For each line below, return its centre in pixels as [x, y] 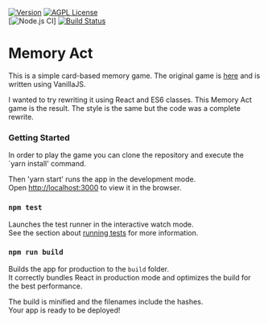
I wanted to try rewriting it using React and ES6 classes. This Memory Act [130, 100]
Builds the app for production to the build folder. [89, 268]
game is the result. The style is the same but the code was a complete [125, 108]
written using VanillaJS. [47, 84]
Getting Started [39, 137]
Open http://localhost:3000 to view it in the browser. [95, 188]
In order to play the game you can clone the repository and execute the [126, 155]
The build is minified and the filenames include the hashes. [106, 301]
